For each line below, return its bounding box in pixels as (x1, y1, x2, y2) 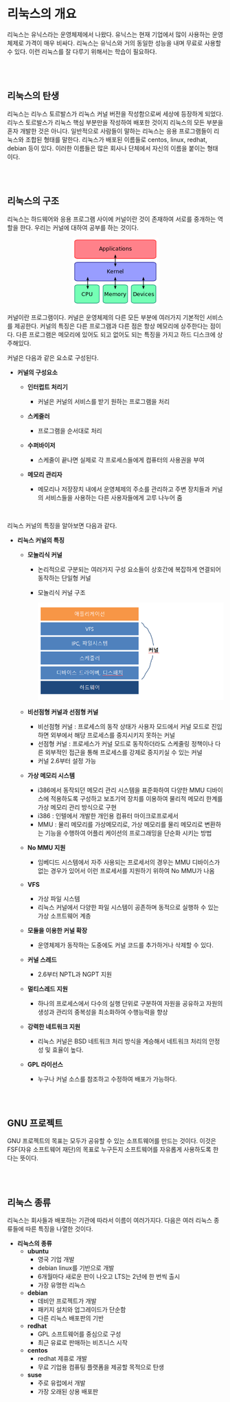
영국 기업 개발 (37, 1255, 75, 1264)
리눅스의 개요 (7, 6, 77, 22)
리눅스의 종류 (16, 1239, 53, 1247)
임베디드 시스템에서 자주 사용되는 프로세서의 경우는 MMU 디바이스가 (37, 858, 220, 866)
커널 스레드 (27, 956, 57, 964)
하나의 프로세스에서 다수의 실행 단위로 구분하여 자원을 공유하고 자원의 (37, 999, 223, 1007)
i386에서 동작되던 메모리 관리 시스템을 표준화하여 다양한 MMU (37, 786, 205, 794)
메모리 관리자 (27, 470, 63, 478)
